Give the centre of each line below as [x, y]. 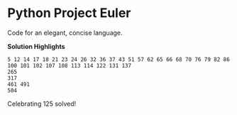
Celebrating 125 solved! [42, 104]
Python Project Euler [69, 13]
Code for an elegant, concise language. [65, 33]
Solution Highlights [36, 46]
